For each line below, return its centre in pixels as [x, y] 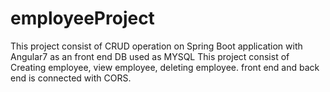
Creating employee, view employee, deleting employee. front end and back [165, 67]
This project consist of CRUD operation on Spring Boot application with [156, 46]
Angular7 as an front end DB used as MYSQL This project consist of [150, 56]
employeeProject [82, 18]
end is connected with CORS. [71, 78]
